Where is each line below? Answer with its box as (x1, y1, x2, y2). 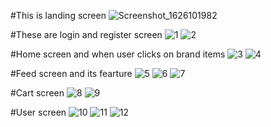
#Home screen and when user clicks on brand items (10, 48, 226, 60)
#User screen (10, 106, 67, 118)
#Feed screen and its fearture (10, 68, 133, 79)
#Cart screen (10, 87, 65, 99)
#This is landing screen (10, 10, 107, 21)
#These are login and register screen (10, 29, 163, 40)
